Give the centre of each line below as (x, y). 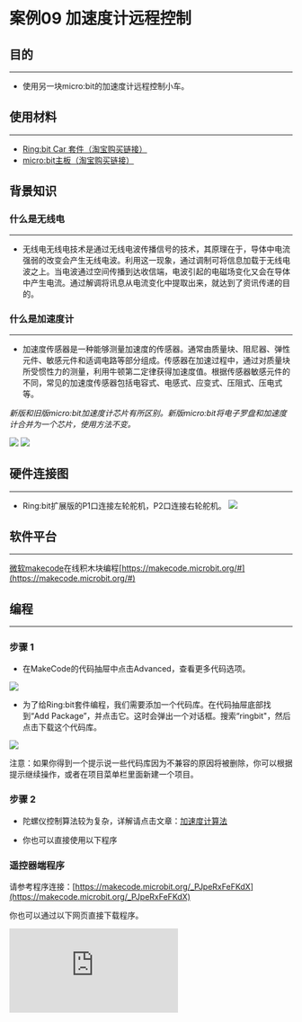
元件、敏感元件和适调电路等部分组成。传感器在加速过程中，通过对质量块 (156, 360)
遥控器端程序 (37, 866)
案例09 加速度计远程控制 (100, 18)
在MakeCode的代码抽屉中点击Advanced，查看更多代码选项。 (136, 668)
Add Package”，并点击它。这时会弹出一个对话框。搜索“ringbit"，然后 (162, 715)
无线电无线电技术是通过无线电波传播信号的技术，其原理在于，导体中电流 (156, 249)
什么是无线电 (37, 219)
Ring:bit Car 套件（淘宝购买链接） (84, 148)
